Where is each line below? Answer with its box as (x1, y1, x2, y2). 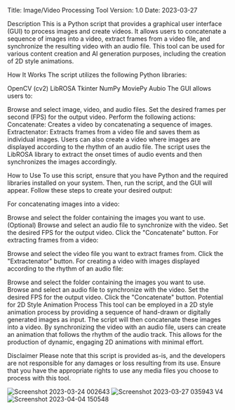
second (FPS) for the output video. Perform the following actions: (7, 113, 196, 121)
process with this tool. (7, 374, 72, 382)
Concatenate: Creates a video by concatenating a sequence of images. (7, 120, 213, 129)
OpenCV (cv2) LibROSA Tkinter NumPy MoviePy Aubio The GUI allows (7, 84, 212, 92)
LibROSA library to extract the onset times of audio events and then (7, 150, 202, 158)
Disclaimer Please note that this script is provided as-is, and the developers (7, 352, 226, 359)
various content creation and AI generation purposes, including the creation (7, 49, 227, 58)
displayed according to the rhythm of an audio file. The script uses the (7, 143, 210, 150)
